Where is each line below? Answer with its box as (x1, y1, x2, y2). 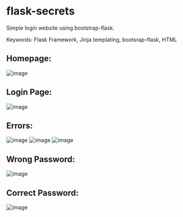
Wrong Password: (6, 154, 76, 164)
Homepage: (6, 53, 52, 64)
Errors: (6, 120, 33, 131)
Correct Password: (6, 187, 79, 198)
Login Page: (6, 87, 53, 97)
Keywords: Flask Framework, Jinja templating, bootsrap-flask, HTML (6, 36, 178, 43)
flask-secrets (6, 4, 75, 18)
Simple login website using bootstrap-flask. (6, 24, 115, 31)
